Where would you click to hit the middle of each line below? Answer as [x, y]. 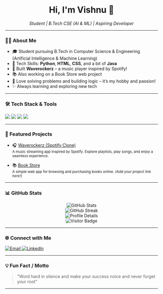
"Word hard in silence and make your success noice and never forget [86, 276]
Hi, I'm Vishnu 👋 [81, 10]
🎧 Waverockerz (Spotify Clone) [44, 145]
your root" [27, 281]
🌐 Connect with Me [28, 238]
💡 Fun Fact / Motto [27, 266]
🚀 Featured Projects [29, 134]
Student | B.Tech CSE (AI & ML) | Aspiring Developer [81, 23]
